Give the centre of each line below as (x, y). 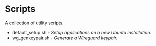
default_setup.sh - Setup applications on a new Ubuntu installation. (81, 32)
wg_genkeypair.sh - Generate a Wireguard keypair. (65, 38)
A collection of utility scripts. (34, 23)
